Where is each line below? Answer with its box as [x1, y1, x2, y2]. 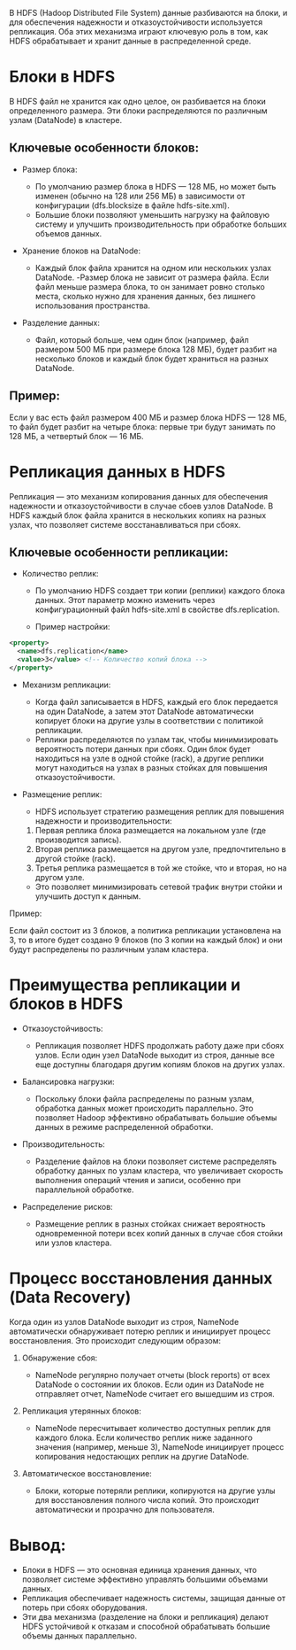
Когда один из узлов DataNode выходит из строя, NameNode [9, 1316, 239, 1327]
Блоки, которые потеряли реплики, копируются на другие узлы [34, 1485, 276, 1496]
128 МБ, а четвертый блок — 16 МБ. [9, 430, 144, 441]
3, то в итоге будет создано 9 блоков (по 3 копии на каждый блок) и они [9, 934, 283, 945]
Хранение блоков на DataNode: [21, 245, 141, 256]
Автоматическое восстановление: [21, 1468, 152, 1478]
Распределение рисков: [21, 1201, 113, 1212]
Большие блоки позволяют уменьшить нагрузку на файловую [34, 209, 270, 220]
